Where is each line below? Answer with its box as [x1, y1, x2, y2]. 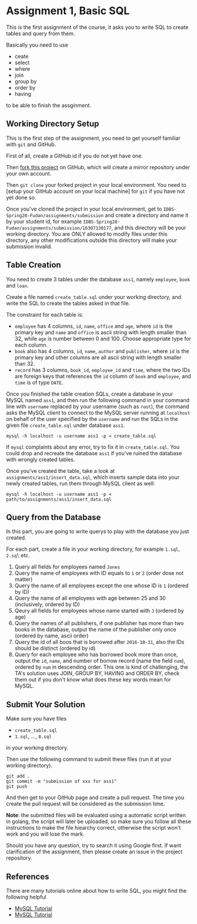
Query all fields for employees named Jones [14, 563, 121, 570]
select [14, 59, 30, 66]
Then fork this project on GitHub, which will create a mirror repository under [6, 163, 190, 170]
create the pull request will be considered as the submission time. [6, 800, 165, 807]
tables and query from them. [6, 29, 75, 37]
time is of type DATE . [14, 379, 64, 386]
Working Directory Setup [6, 119, 99, 129]
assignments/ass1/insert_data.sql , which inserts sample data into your [6, 473, 180, 481]
